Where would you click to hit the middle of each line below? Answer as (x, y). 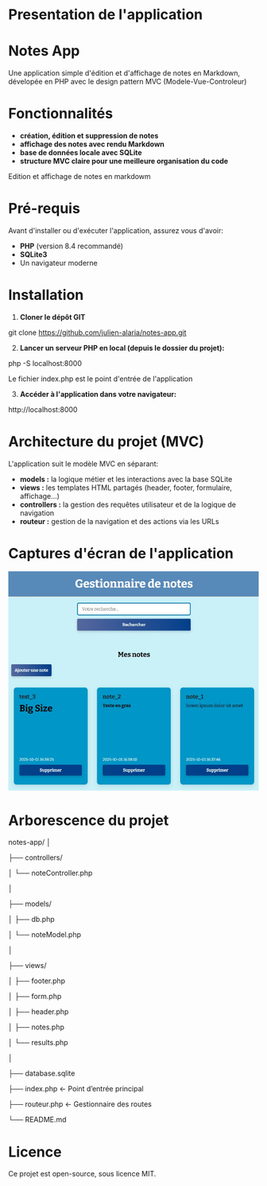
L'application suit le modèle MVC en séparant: (83, 464)
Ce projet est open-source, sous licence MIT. (82, 1174)
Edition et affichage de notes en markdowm (79, 177)
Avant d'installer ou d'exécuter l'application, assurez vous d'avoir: (116, 231)
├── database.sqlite (42, 1073)
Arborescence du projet (89, 820)
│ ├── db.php (31, 920)
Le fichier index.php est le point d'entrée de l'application (101, 379)
